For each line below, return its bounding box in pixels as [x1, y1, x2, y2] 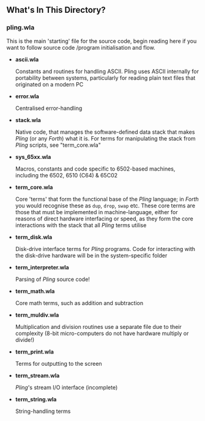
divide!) [15, 336, 35, 343]
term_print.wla [15, 348, 54, 355]
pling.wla [6, 23, 35, 32]
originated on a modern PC [15, 80, 84, 88]
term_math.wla [15, 287, 55, 295]
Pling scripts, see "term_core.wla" [15, 141, 101, 149]
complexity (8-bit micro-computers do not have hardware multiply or [15, 330, 189, 337]
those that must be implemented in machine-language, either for [15, 208, 178, 215]
